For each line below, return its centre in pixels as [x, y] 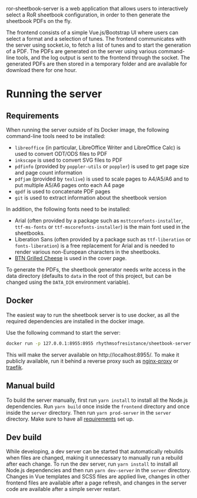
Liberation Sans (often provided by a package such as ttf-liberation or [103, 239]
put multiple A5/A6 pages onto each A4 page [70, 185]
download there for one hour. [42, 70]
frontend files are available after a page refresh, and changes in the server [96, 483]
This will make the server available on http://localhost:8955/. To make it [93, 355]
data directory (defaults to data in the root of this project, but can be [89, 276]
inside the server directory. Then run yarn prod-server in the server [89, 412]
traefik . [15, 367]
